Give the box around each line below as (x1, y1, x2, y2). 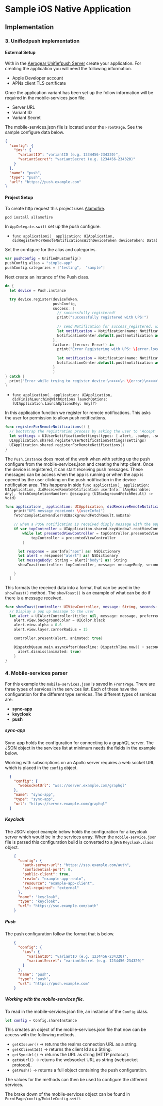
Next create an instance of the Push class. (5, 274, 90, 280)
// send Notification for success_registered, (57, 324, 153, 329)
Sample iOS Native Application (5, 3, 131, 15)
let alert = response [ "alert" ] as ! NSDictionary (17, 553, 118, 558)
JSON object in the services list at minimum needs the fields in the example (5, 745, 156, 750)
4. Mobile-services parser (5, 670, 68, 676)
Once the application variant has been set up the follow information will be (5, 89, 154, 96)
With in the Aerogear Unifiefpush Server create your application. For (5, 60, 142, 66)
